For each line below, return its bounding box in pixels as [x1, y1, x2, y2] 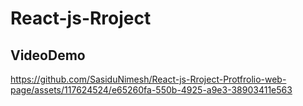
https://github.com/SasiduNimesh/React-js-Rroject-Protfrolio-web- [10, 73, 287, 85]
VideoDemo [10, 47, 86, 64]
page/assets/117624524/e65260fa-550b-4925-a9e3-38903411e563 [10, 84, 293, 96]
